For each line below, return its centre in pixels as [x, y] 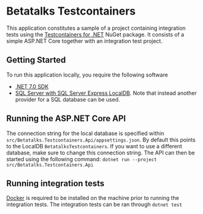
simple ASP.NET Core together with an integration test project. [84, 41]
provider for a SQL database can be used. [67, 99]
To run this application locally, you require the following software [87, 75]
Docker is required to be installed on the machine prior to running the [93, 198]
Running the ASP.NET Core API [66, 119]
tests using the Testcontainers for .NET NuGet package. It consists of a [95, 34]
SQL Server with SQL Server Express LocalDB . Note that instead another [106, 93]
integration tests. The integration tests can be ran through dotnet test [94, 204]
